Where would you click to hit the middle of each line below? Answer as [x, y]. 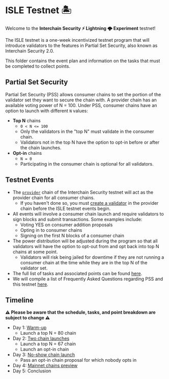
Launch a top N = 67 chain [48, 344]
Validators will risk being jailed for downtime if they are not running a [92, 257]
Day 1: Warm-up [30, 328]
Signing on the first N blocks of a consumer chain [72, 235]
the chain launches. [41, 147]
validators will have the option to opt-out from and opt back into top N [86, 246]
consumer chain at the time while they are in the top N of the [84, 262]
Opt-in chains [27, 153]
